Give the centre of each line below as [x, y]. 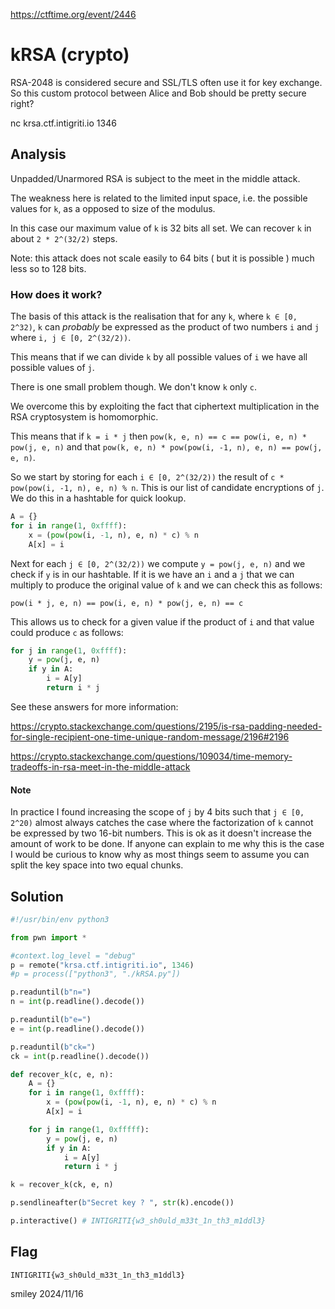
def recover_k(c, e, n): [62, 1074]
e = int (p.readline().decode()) [77, 1029]
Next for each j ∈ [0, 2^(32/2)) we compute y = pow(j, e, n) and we [158, 563]
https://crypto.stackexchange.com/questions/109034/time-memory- [151, 756]
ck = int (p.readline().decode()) [80, 1056]
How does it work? [56, 294]
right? [22, 103]
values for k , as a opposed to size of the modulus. [113, 208]
